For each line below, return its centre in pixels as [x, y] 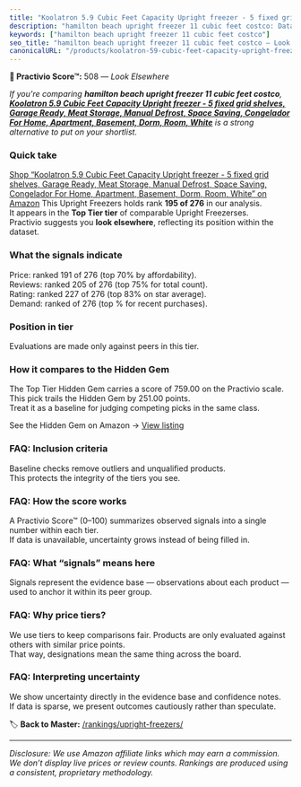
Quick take [33, 155]
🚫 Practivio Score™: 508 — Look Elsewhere [90, 76]
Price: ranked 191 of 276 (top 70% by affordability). [103, 275]
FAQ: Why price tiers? [58, 616]
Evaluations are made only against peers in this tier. [104, 346]
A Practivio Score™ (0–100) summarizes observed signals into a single [138, 520]
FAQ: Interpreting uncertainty [75, 677]
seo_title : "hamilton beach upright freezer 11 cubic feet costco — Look [150, 43]
